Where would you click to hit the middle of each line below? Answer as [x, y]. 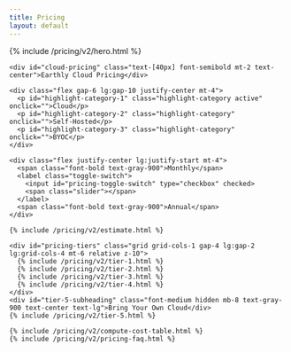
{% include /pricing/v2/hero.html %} [75, 51]
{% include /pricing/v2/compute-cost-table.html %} [106, 331]
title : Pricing [37, 17]
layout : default [39, 26]
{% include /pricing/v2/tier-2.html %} [91, 269]
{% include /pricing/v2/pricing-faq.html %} [92, 339]
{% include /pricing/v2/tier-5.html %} [83, 316]
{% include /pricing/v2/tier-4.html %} [91, 285]
